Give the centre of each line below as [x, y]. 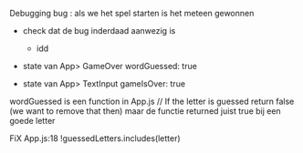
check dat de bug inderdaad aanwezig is [99, 31]
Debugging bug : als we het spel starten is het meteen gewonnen [132, 13]
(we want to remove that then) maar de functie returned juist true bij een [145, 111]
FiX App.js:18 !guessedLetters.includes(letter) [95, 138]
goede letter [32, 121]
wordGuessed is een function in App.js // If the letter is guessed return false [152, 101]
